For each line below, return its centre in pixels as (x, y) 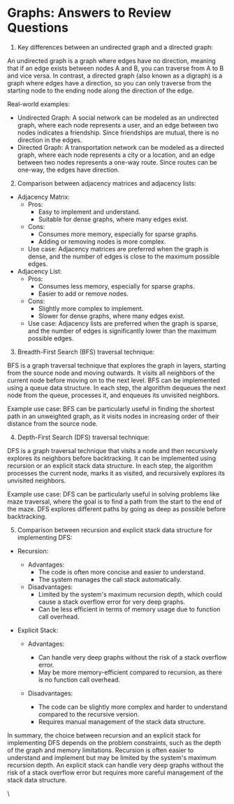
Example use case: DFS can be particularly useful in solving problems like (114, 494)
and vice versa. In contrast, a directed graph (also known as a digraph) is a (115, 76)
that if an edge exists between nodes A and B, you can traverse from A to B (116, 68)
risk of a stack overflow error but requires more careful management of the (115, 772)
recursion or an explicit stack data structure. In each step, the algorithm (110, 465)
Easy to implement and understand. (89, 212)
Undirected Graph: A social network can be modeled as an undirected (118, 118)
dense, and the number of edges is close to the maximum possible (124, 256)
